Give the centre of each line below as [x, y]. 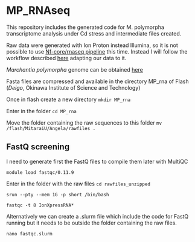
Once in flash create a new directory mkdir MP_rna [69, 99]
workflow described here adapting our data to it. [66, 58]
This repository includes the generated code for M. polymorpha [85, 27]
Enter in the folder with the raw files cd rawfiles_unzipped [78, 184]
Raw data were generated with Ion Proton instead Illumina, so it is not [92, 45]
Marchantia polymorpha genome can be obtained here [75, 69]
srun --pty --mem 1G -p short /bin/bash [58, 194]
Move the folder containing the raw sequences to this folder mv [84, 123]
